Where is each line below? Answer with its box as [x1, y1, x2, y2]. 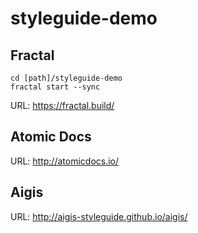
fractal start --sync [10, 82, 101, 92]
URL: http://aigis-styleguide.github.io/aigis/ [10, 210, 188, 222]
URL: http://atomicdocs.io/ [10, 155, 120, 167]
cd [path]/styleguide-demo [10, 73, 123, 83]
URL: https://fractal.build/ [10, 100, 115, 111]
